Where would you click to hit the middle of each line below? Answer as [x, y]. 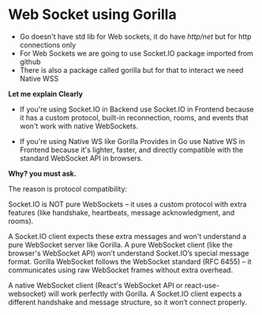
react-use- [202, 285]
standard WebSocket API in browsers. [81, 158]
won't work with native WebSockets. [79, 126]
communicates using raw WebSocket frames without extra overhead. [121, 270]
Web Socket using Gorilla [92, 15]
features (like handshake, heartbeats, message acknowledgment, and [122, 212]
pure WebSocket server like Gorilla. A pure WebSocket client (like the [120, 245]
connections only [48, 44]
